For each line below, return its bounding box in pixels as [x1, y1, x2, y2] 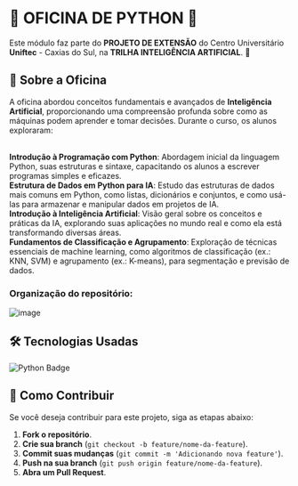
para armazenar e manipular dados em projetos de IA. [21, 198, 220, 209]
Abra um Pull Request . [21, 466, 107, 477]
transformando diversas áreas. [9, 227, 122, 238]
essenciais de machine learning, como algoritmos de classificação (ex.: [9, 246, 271, 256]
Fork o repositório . [21, 429, 92, 440]
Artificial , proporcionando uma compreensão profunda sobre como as [9, 106, 269, 117]
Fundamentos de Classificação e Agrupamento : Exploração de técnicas [9, 236, 278, 247]
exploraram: [9, 125, 53, 135]
